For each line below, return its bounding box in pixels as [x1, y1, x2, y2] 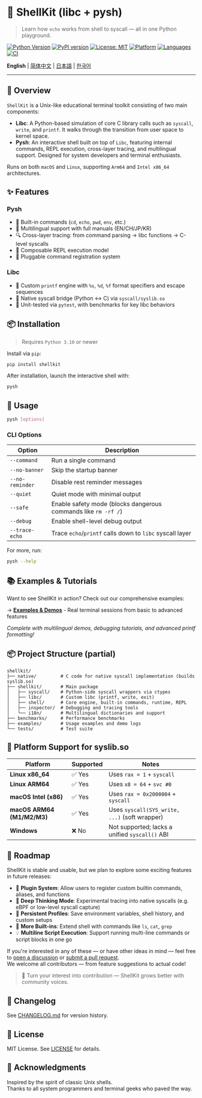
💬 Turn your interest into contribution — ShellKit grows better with [21, 972, 185, 979]
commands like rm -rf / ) [51, 507, 123, 516]
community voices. [21, 978, 69, 986]
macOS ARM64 [10, 805, 55, 814]
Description [105, 446, 140, 454]
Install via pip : [7, 350, 41, 357]
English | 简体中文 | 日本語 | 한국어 [7, 62, 92, 69]
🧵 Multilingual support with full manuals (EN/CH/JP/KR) [15, 225, 152, 232]
